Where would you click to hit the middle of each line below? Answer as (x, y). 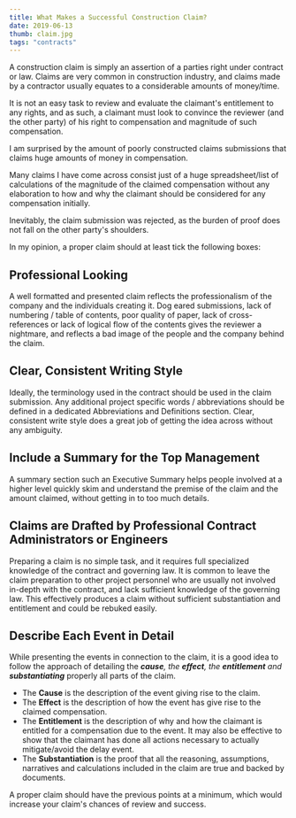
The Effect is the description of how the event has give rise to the (141, 702)
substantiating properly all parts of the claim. (93, 676)
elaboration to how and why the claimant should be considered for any (138, 194)
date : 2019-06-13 (41, 26)
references (29, 325)
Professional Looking (68, 275)
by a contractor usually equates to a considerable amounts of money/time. (144, 86)
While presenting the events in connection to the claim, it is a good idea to (144, 657)
